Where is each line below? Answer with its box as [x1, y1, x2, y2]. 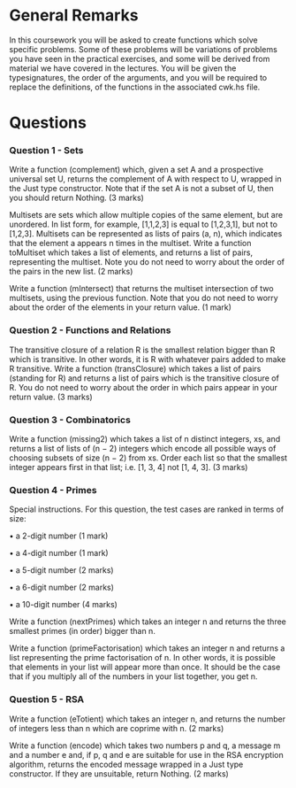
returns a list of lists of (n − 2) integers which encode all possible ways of [9, 444, 277, 454]
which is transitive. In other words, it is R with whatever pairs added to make [9, 353, 286, 364]
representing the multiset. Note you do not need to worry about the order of [9, 257, 285, 267]
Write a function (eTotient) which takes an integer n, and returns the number [9, 714, 285, 724]
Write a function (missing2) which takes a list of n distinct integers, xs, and [9, 434, 281, 444]
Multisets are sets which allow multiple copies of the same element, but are [9, 210, 284, 220]
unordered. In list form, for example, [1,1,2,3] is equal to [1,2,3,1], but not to [9, 219, 278, 230]
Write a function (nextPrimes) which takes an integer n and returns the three [9, 616, 287, 627]
